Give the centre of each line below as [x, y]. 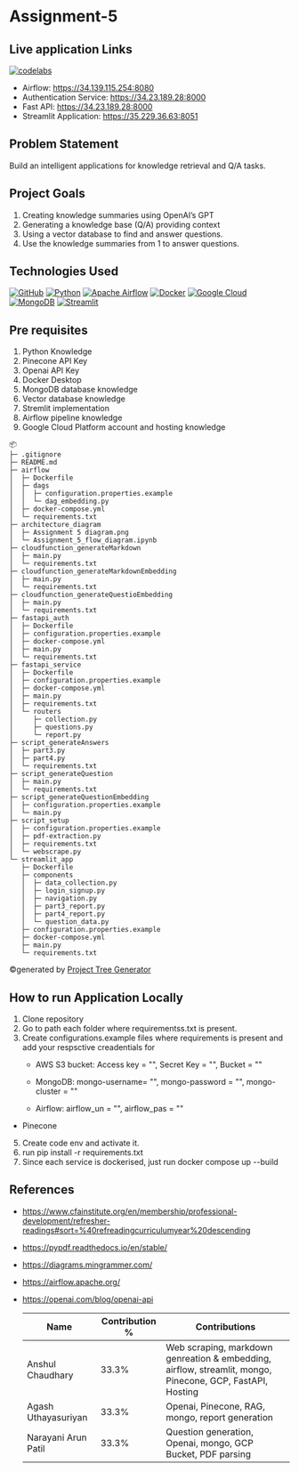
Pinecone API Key [55, 361]
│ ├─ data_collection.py [69, 883]
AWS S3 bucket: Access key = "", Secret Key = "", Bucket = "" [149, 1064]
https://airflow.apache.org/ [71, 1282]
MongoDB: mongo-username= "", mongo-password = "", [140, 1082]
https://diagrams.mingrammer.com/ [87, 1265]
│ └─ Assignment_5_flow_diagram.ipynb [83, 540]
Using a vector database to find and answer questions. [122, 234]
